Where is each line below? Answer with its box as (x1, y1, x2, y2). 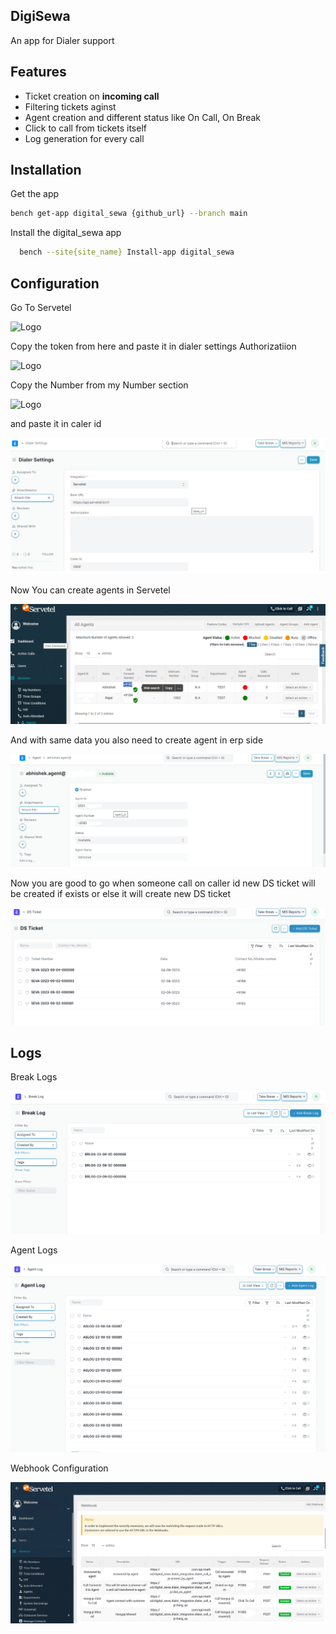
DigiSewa (10, 8, 71, 25)
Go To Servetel (10, 302, 72, 313)
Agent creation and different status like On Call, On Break (24, 111, 261, 123)
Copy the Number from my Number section (10, 379, 189, 391)
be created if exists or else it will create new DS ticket (10, 888, 232, 900)
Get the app (10, 188, 60, 200)
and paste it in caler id (10, 418, 102, 429)
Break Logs (10, 1071, 58, 1083)
